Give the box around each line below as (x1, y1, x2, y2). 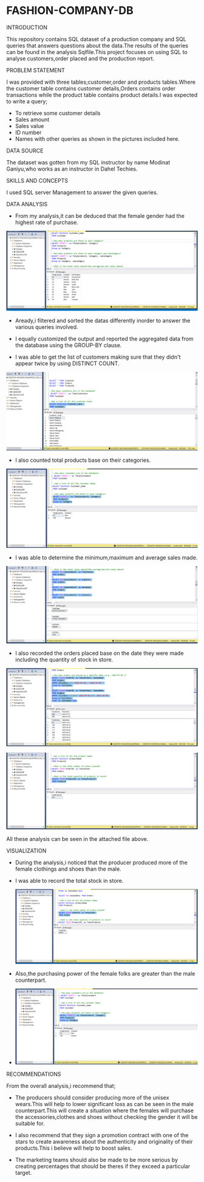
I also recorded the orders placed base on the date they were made (15, 650, 184, 657)
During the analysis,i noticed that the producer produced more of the (15, 859, 188, 866)
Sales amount (15, 116, 50, 123)
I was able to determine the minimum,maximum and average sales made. (15, 554, 198, 561)
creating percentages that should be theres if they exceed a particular (15, 1163, 190, 1170)
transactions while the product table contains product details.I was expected (6, 91, 198, 98)
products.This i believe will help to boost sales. (15, 1144, 132, 1152)
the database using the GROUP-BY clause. (15, 341, 122, 349)
